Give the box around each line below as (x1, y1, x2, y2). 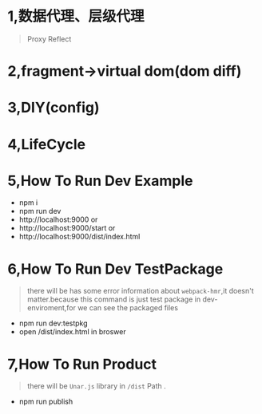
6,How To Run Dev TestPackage (7, 260, 224, 278)
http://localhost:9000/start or (18, 223, 116, 233)
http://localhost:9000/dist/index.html (18, 232, 141, 242)
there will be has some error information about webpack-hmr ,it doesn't (26, 286, 255, 296)
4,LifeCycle (7, 135, 85, 153)
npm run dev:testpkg (18, 318, 89, 328)
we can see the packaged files (77, 303, 179, 313)
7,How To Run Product (7, 355, 157, 373)
